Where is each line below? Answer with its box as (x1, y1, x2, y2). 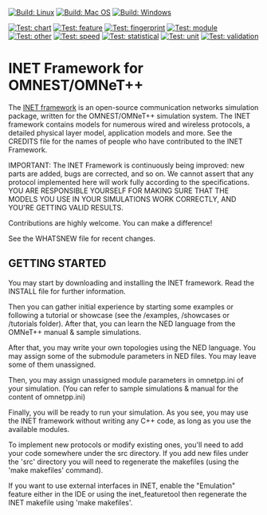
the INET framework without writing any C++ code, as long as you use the (8, 415, 252, 426)
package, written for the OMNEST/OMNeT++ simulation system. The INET (8, 111, 251, 120)
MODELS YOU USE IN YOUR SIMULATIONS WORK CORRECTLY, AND (8, 194, 237, 203)
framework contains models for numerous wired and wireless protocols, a (8, 120, 251, 129)
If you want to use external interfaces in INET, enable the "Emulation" (8, 481, 236, 490)
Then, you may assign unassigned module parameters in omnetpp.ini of (8, 375, 244, 384)
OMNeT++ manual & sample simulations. (8, 327, 142, 336)
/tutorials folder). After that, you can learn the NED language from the (8, 319, 236, 328)
